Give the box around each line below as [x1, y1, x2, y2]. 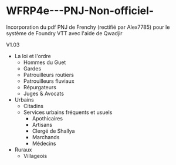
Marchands [32, 133, 60, 140]
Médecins [32, 140, 56, 147]
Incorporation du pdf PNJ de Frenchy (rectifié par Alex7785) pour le [6, 23, 170, 31]
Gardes [23, 65, 42, 72]
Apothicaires [32, 115, 63, 122]
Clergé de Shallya [32, 127, 75, 134]
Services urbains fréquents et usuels [23, 109, 113, 116]
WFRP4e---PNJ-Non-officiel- [6, 4, 154, 18]
